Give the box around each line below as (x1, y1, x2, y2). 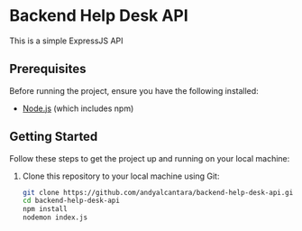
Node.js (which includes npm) (22, 103, 134, 114)
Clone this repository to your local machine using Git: (22, 171, 220, 181)
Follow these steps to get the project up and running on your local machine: (9, 152, 290, 163)
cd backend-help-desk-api (22, 196, 120, 206)
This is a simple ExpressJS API (9, 35, 124, 46)
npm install (22, 205, 68, 214)
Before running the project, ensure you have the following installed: (9, 85, 259, 96)
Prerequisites (9, 61, 87, 77)
